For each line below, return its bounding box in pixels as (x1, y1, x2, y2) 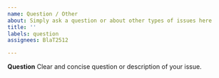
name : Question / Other (7, 10, 78, 18)
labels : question (7, 30, 59, 38)
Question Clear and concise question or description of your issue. (7, 62, 202, 71)
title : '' (7, 23, 37, 30)
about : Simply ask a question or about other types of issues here (7, 17, 213, 24)
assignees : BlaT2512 (7, 37, 69, 44)
